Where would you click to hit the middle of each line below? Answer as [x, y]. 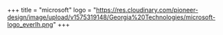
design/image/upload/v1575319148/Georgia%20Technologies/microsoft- [111, 17]
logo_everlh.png [30, 24]
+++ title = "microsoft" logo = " [52, 10]
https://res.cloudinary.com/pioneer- [147, 10]
